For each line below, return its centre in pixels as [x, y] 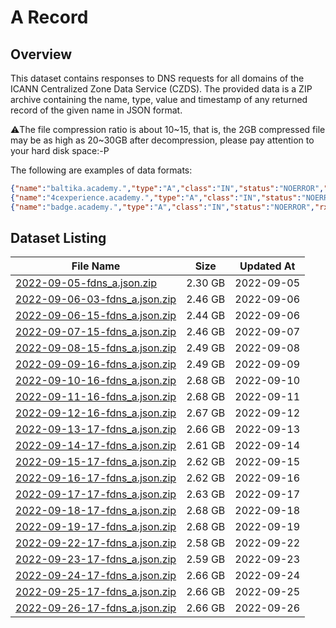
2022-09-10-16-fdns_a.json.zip [96, 381]
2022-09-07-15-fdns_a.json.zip [96, 332]
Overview [41, 54]
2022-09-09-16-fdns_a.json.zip [96, 364]
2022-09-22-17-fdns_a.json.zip [96, 543]
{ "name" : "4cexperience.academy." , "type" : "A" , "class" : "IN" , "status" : [156, 197]
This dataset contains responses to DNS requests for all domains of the [157, 78]
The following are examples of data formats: [101, 170]
